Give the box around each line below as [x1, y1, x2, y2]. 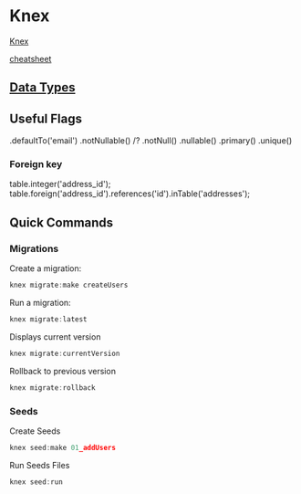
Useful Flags [9, 110, 82, 126]
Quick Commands [9, 215, 114, 230]
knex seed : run [9, 477, 64, 487]
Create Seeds [9, 426, 61, 436]
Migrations [9, 242, 59, 255]
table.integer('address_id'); [9, 179, 111, 190]
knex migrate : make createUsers [9, 280, 129, 290]
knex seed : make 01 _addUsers [9, 443, 117, 452]
